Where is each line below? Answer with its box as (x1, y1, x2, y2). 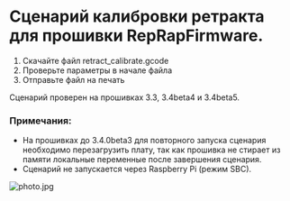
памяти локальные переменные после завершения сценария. (22, 154, 262, 165)
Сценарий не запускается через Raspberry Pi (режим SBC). (22, 164, 252, 175)
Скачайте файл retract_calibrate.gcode (22, 55, 169, 66)
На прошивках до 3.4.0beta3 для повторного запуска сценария (22, 135, 267, 146)
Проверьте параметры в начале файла (22, 65, 173, 76)
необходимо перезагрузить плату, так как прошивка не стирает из (22, 144, 281, 155)
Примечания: (9, 114, 72, 127)
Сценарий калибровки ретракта (9, 6, 265, 27)
